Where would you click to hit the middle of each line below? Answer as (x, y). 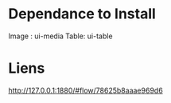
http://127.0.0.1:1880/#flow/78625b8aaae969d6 (85, 90)
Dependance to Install (82, 14)
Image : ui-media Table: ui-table (60, 36)
